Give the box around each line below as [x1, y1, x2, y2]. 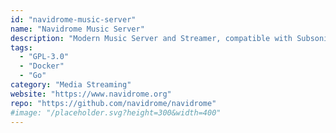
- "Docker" [19, 61, 65, 71]
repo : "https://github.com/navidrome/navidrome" [10, 98, 217, 108]
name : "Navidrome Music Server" [10, 24, 145, 34]
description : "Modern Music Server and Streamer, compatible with [10, 33, 293, 43]
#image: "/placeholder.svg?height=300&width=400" [10, 107, 222, 118]
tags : [10, 42, 33, 53]
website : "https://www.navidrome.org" [10, 89, 172, 99]
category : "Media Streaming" [10, 80, 132, 90]
